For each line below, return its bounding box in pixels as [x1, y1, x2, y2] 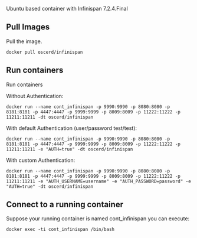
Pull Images [6, 22, 50, 32]
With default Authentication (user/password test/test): [6, 124, 137, 132]
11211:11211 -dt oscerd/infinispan [6, 114, 94, 120]
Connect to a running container [6, 200, 124, 210]
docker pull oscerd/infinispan [6, 49, 83, 55]
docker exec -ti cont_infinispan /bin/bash [6, 227, 115, 233]
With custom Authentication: [6, 157, 75, 164]
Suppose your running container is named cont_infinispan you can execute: [6, 215, 190, 222]
